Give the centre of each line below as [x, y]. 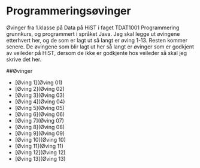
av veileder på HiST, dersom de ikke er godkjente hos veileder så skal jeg [97, 53]
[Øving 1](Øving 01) [39, 83]
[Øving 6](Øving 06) [40, 114]
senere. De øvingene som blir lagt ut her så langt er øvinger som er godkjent [100, 47]
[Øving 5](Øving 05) [40, 108]
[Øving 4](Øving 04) [40, 101]
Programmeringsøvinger [69, 11]
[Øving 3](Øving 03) [40, 95]
